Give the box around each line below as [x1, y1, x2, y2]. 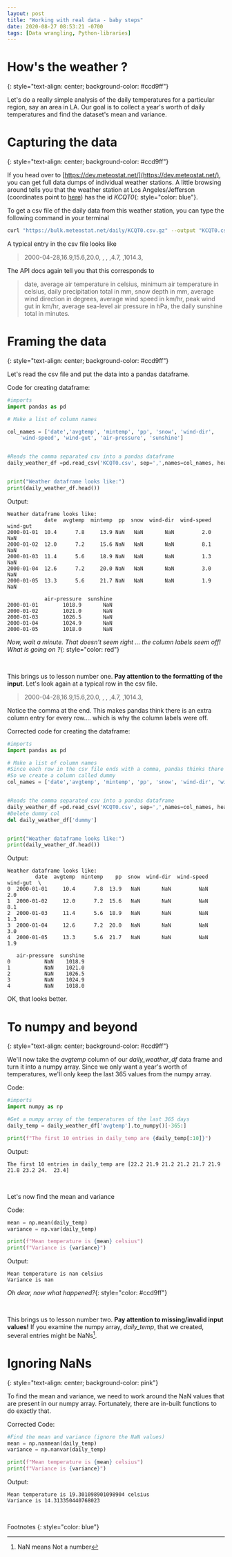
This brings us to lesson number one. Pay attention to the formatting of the [7, 672, 223, 680]
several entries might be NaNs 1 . [7, 1331, 97, 1340]
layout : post [7, 10, 45, 17]
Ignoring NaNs [7, 1355, 92, 1371]
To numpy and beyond [7, 1019, 138, 1035]
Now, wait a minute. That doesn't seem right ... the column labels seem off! [7, 638, 221, 646]
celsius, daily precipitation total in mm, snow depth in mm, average [23, 287, 214, 295]
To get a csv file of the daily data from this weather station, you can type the [7, 206, 224, 215]
